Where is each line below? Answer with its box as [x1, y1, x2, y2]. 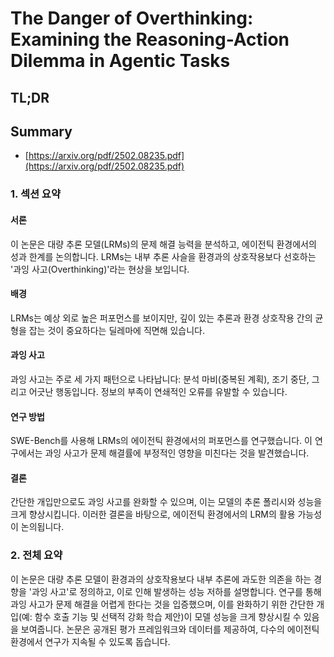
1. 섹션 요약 [10, 187, 61, 201]
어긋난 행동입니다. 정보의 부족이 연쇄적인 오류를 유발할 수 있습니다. [28, 385, 288, 397]
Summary [10, 123, 73, 140]
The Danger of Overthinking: [10, 7, 254, 30]
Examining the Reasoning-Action [10, 28, 290, 51]
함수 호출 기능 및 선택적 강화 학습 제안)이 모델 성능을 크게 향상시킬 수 [34, 610, 302, 622]
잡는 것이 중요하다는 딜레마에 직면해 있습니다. [28, 324, 206, 336]
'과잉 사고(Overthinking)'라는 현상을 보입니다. [10, 263, 190, 275]
